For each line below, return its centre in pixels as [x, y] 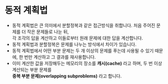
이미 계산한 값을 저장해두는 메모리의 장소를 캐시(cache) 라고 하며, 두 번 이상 [87, 63]
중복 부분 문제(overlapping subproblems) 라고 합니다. [67, 76]
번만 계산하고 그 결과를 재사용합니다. [60, 57]
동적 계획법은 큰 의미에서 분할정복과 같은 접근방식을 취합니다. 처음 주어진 [83, 25]
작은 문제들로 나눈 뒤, [48, 31]
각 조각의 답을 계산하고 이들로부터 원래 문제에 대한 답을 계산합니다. [77, 38]
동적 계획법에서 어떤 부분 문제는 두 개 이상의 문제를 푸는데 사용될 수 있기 [83, 51]
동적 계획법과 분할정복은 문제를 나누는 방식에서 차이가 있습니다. [74, 44]
